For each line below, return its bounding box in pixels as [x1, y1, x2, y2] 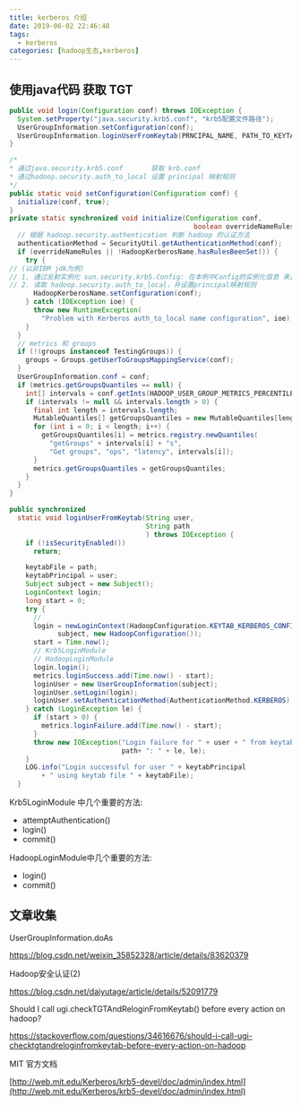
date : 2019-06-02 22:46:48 [9, 22, 110, 30]
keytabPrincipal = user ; [25, 571, 118, 581]
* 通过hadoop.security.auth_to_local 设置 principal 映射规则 [9, 172, 236, 182]
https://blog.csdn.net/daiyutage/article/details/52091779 [9, 986, 219, 997]
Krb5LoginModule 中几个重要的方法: [9, 797, 143, 807]
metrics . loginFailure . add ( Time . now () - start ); [41, 721, 222, 730]
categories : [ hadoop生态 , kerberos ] [9, 47, 140, 56]
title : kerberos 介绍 [9, 13, 88, 22]
